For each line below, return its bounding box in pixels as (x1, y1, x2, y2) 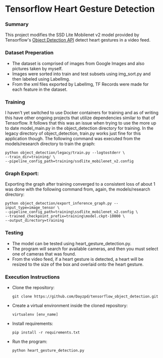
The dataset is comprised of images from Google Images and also (12, 60, 145, 66)
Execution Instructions (5, 274, 60, 280)
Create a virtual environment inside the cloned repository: (12, 302, 128, 308)
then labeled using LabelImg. (12, 76, 71, 82)
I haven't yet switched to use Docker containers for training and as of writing (5, 110, 159, 116)
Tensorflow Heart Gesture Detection (5, 3, 155, 15)
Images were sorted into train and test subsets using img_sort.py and (12, 71, 151, 77)
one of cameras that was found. (12, 251, 76, 257)
